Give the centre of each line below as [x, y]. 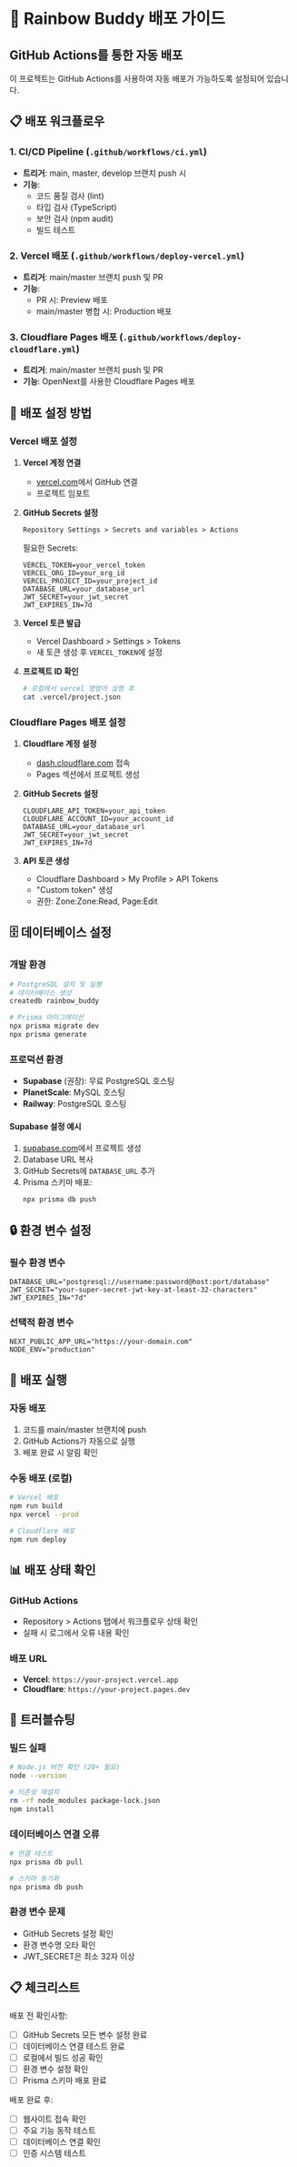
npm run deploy [38, 1539]
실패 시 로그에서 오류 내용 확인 [76, 1633]
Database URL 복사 [58, 1159]
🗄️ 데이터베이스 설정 [60, 932]
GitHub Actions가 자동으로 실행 [79, 1441]
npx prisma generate [49, 1035]
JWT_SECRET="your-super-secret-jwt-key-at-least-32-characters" [134, 1290]
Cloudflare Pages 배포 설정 [68, 722]
